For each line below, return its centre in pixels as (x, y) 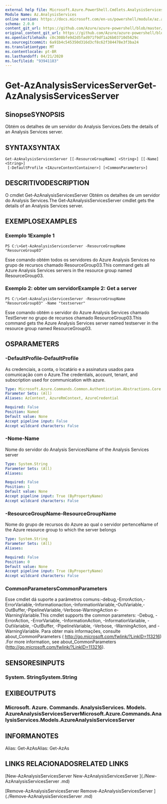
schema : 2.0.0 (20, 24)
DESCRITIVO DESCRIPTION (47, 183)
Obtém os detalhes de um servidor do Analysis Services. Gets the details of (82, 127)
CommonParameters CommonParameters (56, 589)
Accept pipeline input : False (37, 421)
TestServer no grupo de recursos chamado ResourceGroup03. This (73, 318)
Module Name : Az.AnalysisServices (41, 14)
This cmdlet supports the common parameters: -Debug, (97, 615)
